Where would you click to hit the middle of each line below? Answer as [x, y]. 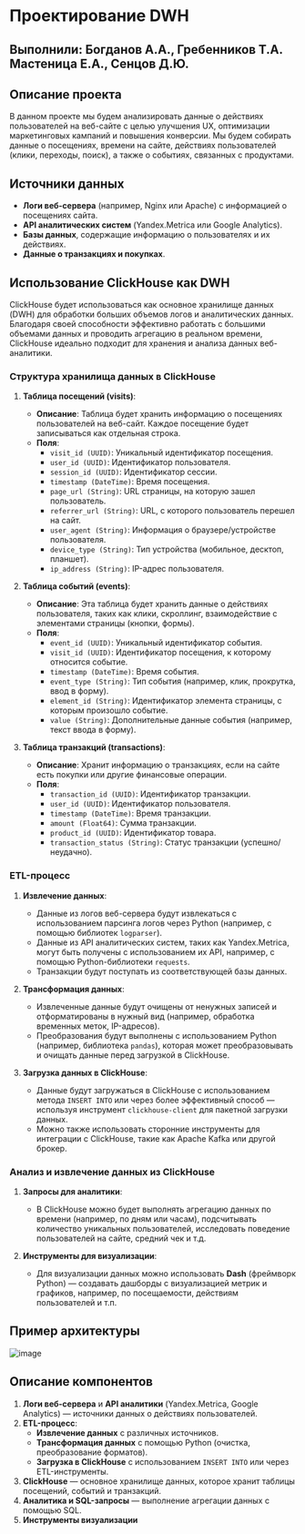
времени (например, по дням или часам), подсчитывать [147, 1219]
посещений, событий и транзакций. [92, 1490]
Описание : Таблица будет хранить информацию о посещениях [159, 414]
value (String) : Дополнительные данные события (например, [171, 720]
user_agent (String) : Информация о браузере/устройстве [163, 530]
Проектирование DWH [99, 16]
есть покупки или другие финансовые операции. [132, 775]
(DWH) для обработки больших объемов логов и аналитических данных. [152, 314]
